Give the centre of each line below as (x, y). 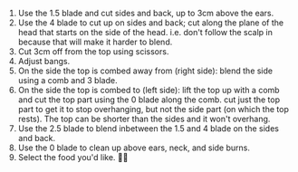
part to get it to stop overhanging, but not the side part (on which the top (154, 109)
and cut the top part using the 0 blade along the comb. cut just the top (149, 100)
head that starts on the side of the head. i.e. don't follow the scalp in (145, 32)
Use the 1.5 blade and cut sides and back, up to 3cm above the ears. (146, 13)
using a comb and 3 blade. (67, 80)
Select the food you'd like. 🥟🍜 (73, 157)
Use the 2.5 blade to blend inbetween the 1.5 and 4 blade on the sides (148, 129)
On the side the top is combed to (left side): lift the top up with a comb (149, 90)
